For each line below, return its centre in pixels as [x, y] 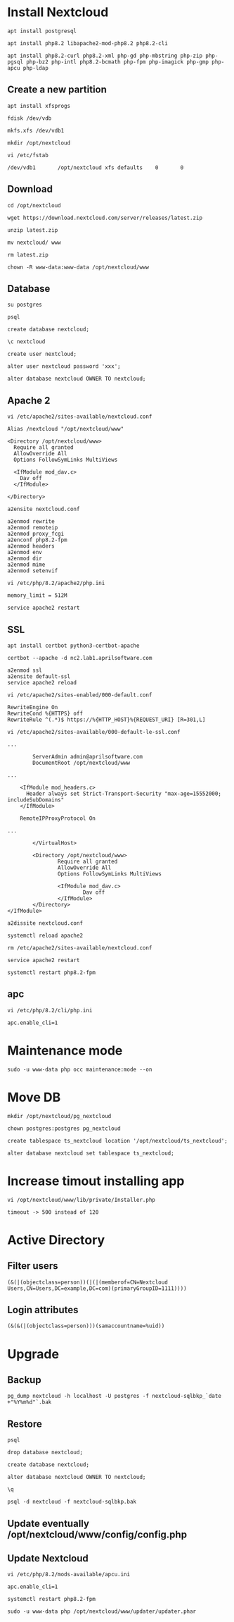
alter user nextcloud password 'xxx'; [64, 367]
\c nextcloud [26, 342]
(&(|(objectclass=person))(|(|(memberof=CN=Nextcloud [88, 1282]
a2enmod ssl [25, 670]
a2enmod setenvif [33, 571]
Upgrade [33, 1354]
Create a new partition [57, 90]
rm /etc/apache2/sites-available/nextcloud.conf [80, 948]
